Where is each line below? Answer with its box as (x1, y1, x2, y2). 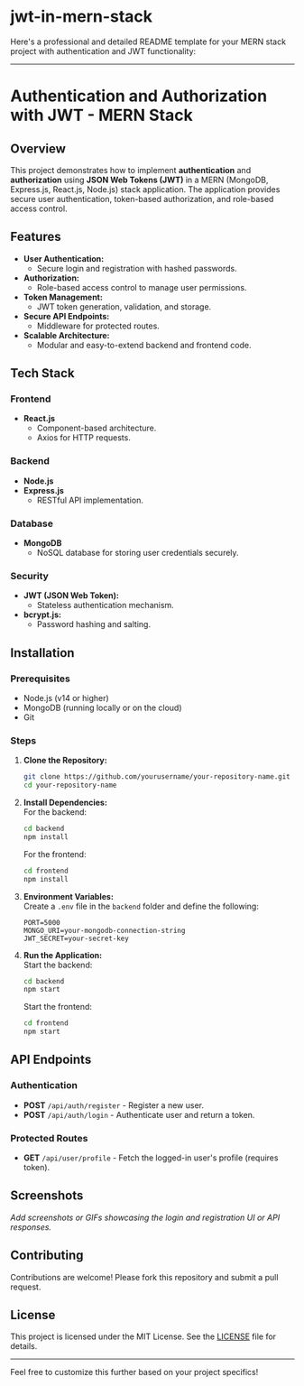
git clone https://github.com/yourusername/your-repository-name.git (23, 772, 291, 781)
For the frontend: (23, 848, 87, 859)
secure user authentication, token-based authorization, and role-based (10, 193, 274, 204)
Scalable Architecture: (23, 329, 111, 340)
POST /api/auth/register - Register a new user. (23, 1099, 204, 1111)
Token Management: (23, 291, 103, 302)
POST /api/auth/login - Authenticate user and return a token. (23, 1109, 255, 1120)
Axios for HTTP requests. (36, 432, 132, 443)
